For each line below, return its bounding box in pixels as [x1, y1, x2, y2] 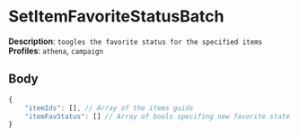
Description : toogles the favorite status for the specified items [8, 36, 263, 47]
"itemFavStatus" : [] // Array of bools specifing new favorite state [24, 112, 291, 121]
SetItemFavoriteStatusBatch [8, 6, 224, 27]
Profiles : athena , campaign [8, 45, 104, 56]
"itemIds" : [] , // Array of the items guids [24, 103, 194, 113]
